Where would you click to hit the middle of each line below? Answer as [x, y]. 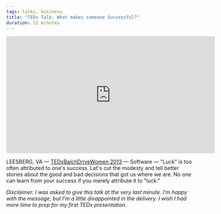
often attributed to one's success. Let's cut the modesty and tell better [93, 168]
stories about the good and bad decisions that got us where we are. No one [99, 174]
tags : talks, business [34, 12]
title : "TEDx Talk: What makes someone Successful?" [73, 17]
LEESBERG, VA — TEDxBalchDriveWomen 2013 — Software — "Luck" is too [99, 162]
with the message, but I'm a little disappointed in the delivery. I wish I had [97, 199]
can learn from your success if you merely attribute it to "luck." [83, 181]
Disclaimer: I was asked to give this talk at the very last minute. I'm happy [97, 192]
